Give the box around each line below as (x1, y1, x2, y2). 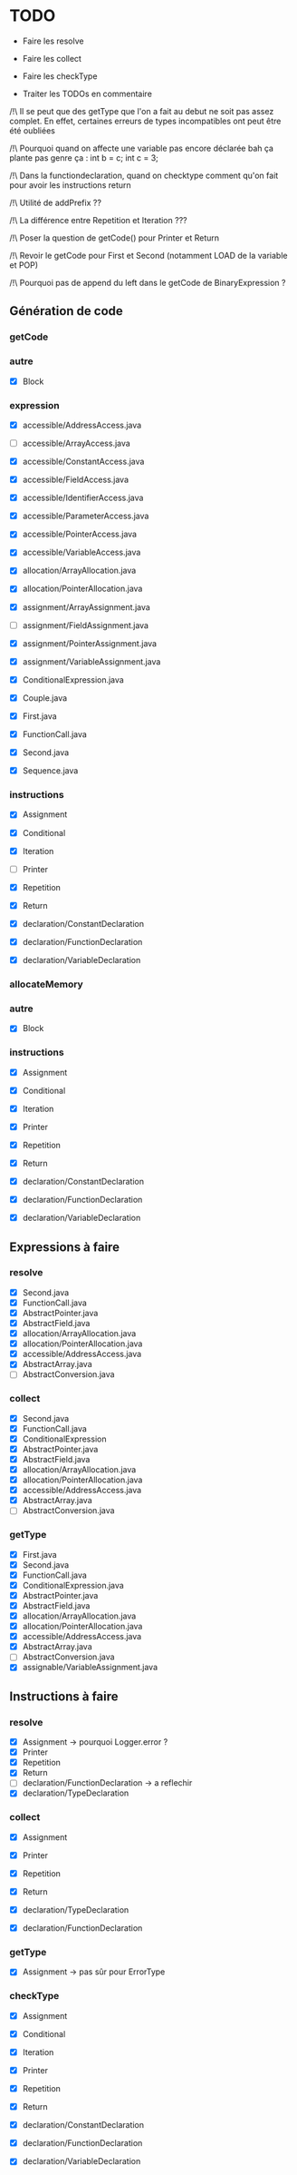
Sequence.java (22, 765, 79, 776)
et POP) (9, 260, 39, 271)
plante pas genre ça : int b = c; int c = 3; (9, 152, 158, 163)
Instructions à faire (9, 1688, 120, 1704)
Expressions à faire (9, 1239, 120, 1255)
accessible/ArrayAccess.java (22, 438, 131, 448)
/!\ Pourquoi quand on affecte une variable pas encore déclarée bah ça (9, 143, 274, 153)
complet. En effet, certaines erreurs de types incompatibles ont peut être (9, 115, 282, 126)
